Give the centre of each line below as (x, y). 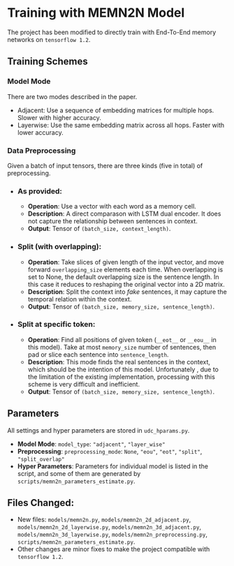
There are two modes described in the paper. (72, 96)
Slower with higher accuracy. (59, 117)
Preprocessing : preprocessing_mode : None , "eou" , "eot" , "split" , (110, 451)
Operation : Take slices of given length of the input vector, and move (126, 262)
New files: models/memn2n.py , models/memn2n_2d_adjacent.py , (104, 520)
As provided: (40, 191)
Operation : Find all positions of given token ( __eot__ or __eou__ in (122, 339)
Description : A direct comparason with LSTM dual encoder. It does (124, 214)
